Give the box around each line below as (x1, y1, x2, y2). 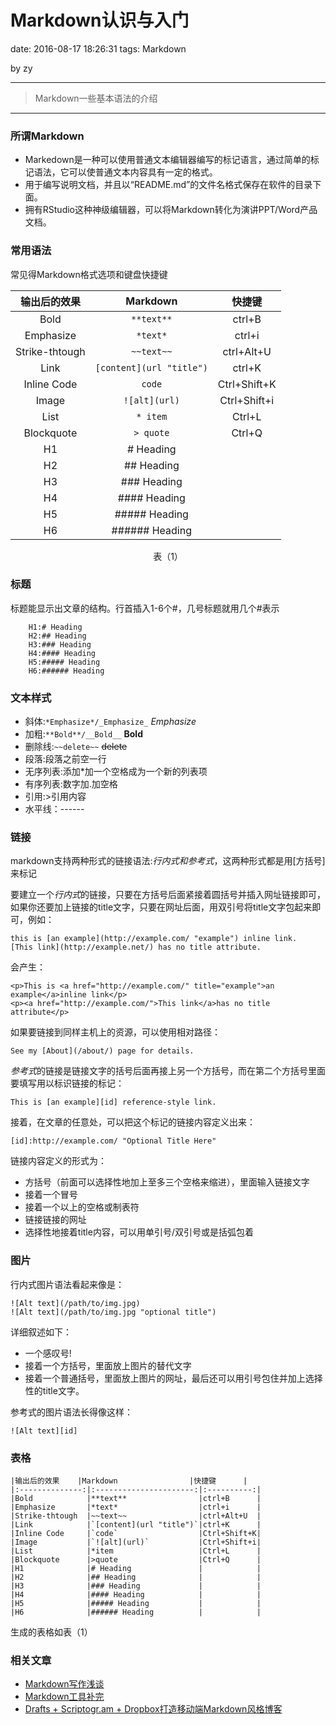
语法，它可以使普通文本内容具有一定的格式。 (33, 166, 218, 178)
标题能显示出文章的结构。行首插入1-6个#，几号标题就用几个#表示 (10, 602, 280, 614)
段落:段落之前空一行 (24, 753, 107, 765)
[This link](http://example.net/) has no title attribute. (10, 942, 262, 953)
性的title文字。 (24, 1384, 85, 1396)
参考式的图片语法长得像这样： (10, 1406, 133, 1418)
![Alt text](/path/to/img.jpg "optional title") (10, 1307, 217, 1317)
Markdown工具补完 (24, 1691, 105, 1703)
